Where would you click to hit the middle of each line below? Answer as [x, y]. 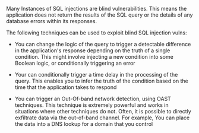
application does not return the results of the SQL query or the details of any [99, 15]
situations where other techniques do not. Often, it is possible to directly [103, 111]
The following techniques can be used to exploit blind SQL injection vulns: [97, 33]
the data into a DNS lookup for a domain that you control [84, 124]
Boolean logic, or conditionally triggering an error [75, 63]
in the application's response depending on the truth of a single [92, 50]
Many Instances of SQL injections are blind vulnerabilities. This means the [97, 9]
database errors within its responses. [51, 21]
